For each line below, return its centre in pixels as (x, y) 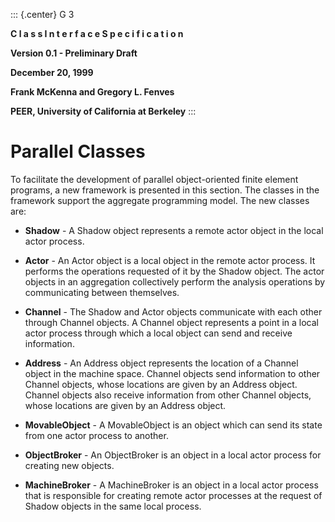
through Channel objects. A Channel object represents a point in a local (172, 322)
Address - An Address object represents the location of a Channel (161, 363)
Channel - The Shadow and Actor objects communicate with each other (173, 311)
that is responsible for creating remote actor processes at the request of (173, 495)
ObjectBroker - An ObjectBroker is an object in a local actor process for (173, 455)
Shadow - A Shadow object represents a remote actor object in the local (174, 230)
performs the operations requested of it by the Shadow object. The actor (174, 271)
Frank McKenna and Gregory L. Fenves (92, 92)
